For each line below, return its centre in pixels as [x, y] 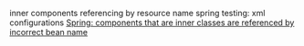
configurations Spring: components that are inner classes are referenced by [152, 23]
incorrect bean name [49, 32]
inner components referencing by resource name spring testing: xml [137, 13]
